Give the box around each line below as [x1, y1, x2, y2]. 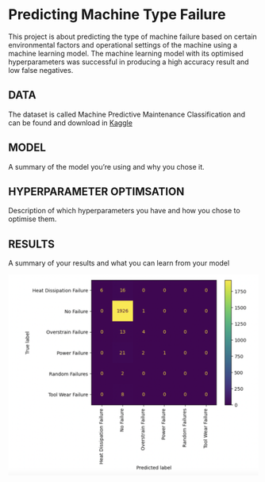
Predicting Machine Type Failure [8, 6, 226, 24]
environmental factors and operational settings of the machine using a [8, 40, 238, 49]
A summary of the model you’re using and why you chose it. [8, 162, 205, 171]
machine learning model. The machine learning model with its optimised [8, 48, 244, 58]
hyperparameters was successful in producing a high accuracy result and [8, 57, 249, 67]
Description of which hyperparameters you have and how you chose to [8, 206, 240, 216]
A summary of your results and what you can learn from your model [8, 258, 230, 268]
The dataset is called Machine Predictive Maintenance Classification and [8, 109, 246, 119]
